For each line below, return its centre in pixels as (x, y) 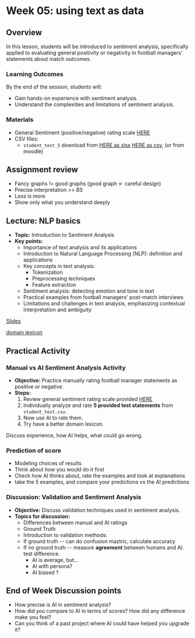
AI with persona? (52, 566)
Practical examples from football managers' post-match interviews (103, 297)
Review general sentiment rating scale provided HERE (88, 399)
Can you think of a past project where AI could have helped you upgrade (102, 623)
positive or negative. (39, 386)
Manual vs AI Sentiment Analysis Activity (66, 368)
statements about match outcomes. (49, 59)
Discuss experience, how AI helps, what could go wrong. (74, 435)
